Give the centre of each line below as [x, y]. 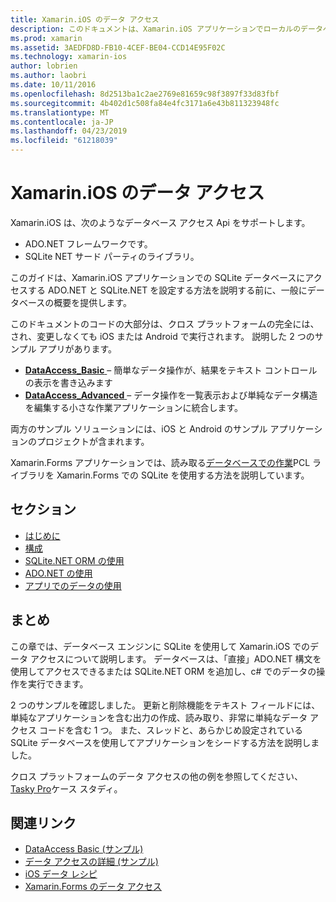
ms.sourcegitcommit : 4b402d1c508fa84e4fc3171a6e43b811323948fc [145, 103]
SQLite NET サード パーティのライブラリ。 [112, 256]
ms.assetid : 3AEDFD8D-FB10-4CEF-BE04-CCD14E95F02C [118, 47]
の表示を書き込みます [68, 382]
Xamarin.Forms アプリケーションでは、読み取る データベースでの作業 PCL [160, 462]
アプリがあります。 [78, 348]
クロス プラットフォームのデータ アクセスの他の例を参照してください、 [156, 776]
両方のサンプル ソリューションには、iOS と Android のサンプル [139, 428]
